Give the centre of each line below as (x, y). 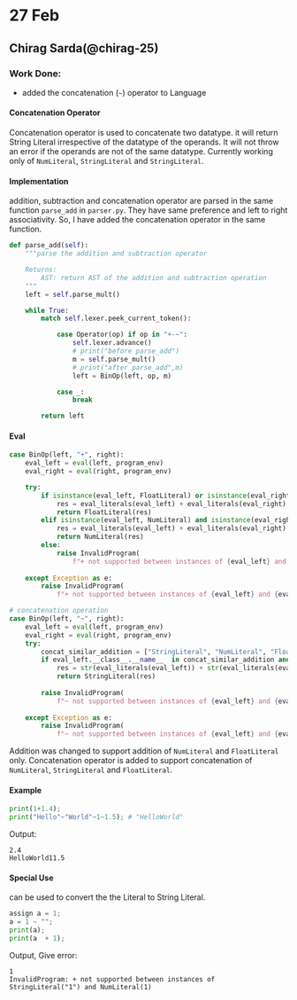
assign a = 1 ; (35, 914)
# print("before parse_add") (126, 351)
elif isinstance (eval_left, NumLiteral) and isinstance (146, 520)
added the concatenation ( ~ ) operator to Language (114, 92)
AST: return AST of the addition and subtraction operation (154, 277)
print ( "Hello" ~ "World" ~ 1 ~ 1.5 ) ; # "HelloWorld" (96, 817)
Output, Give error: (43, 955)
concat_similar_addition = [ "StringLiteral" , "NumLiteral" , (154, 652)
